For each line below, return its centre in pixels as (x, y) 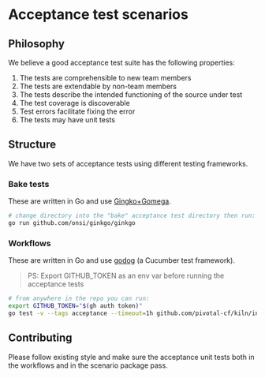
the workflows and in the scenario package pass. (88, 365)
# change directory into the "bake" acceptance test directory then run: (132, 216)
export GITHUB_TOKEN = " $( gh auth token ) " (76, 306)
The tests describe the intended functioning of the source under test (131, 95)
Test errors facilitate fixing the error (77, 111)
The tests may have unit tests (67, 120)
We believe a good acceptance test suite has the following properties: (121, 62)
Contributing (40, 338)
